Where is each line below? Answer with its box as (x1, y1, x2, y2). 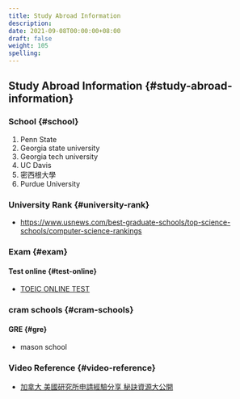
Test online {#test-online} (8, 266, 97, 275)
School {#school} (8, 116, 79, 128)
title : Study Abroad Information (8, 11, 121, 20)
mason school (19, 342, 67, 352)
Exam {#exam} (8, 246, 68, 257)
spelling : (8, 49, 42, 57)
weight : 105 (8, 42, 48, 50)
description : (8, 19, 53, 27)
